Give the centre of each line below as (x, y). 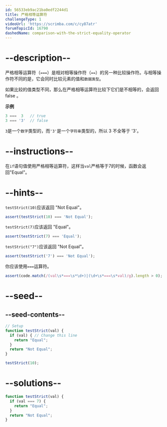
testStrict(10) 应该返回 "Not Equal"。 (45, 207)
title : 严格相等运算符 (26, 15)
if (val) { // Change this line (44, 335)
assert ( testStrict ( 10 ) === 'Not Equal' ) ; (49, 217)
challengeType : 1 (23, 19)
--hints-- (24, 192)
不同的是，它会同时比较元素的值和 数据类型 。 (59, 79)
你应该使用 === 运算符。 (28, 266)
